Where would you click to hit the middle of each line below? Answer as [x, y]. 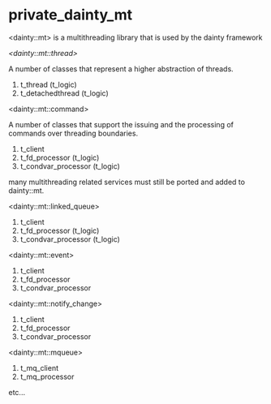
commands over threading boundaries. [73, 133]
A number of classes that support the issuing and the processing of [121, 124]
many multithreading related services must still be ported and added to [127, 182]
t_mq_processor [47, 376]
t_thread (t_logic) [48, 84]
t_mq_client [39, 367]
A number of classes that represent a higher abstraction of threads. [121, 69]
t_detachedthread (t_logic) [65, 93]
